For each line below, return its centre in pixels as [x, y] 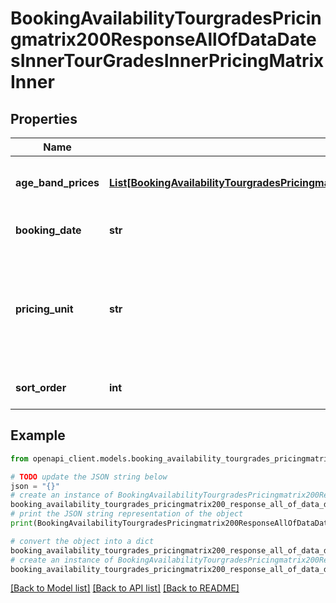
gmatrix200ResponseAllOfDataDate [163, 39]
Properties [44, 118]
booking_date [48, 230]
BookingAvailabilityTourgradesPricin [166, 18]
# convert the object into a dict [82, 541]
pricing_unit [44, 309]
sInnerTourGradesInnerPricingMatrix [167, 61]
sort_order [41, 387]
